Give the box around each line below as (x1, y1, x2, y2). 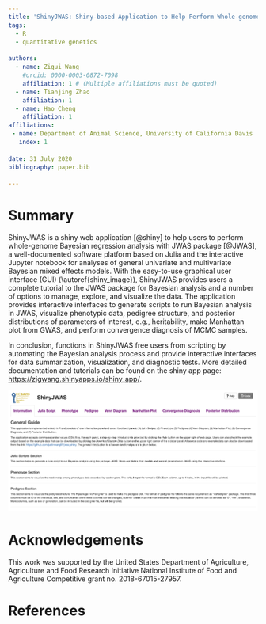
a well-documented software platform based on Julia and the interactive (8, 249, 244, 259)
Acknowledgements (8, 531, 144, 549)
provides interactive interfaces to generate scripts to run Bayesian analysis (8, 300, 252, 310)
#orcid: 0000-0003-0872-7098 (22, 71, 119, 79)
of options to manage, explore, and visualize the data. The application (8, 291, 236, 301)
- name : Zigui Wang (15, 63, 80, 71)
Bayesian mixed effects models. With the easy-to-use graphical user (8, 266, 232, 276)
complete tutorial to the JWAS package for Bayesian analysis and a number (8, 283, 254, 293)
